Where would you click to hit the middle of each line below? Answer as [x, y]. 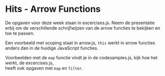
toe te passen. [20, 33]
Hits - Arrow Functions [53, 9]
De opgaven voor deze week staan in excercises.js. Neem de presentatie [80, 23]
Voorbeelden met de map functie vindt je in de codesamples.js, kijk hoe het [82, 57]
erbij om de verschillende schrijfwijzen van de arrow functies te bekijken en [83, 28]
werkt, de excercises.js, [29, 63]
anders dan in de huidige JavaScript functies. [52, 48]
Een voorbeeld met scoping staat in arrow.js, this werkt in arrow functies [80, 42]
